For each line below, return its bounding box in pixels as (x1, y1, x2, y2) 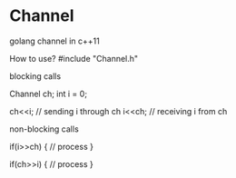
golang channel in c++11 (9, 35, 100, 46)
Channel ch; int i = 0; (9, 88, 88, 99)
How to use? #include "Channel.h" (9, 53, 139, 64)
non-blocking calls (9, 124, 79, 134)
